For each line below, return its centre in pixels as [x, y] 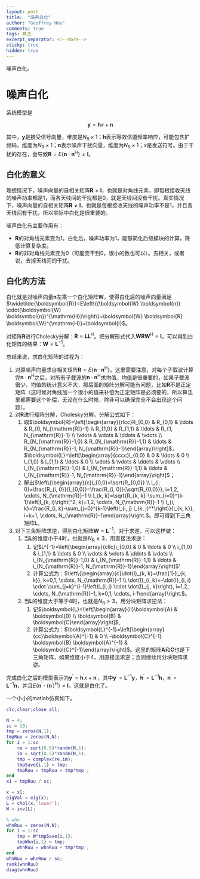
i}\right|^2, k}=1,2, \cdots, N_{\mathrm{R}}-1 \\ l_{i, [113, 502]
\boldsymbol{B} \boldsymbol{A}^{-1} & [80, 643]
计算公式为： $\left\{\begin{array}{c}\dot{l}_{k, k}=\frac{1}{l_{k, [110, 573]
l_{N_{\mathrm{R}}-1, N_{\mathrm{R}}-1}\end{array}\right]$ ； [99, 475]
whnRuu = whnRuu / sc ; [34, 859]
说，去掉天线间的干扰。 [44, 260]
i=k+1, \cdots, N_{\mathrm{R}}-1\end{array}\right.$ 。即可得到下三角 [107, 515]
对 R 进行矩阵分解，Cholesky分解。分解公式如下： [75, 415]
